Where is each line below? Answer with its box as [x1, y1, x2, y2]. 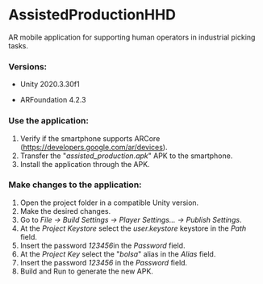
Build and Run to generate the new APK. [19, 266, 153, 276]
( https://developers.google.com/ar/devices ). [19, 142, 168, 152]
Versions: [8, 61, 48, 72]
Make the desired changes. [19, 206, 111, 215]
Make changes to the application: [8, 179, 143, 190]
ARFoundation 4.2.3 [19, 95, 86, 105]
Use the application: [8, 115, 89, 127]
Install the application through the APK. [19, 159, 151, 169]
